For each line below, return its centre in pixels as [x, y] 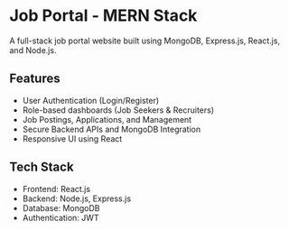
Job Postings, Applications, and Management [107, 119]
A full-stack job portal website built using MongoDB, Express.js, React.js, [145, 41]
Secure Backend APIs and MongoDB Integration [112, 129]
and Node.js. [33, 50]
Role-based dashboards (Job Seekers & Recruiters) [118, 110]
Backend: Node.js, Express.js [77, 198]
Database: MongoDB [61, 207]
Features [35, 79]
